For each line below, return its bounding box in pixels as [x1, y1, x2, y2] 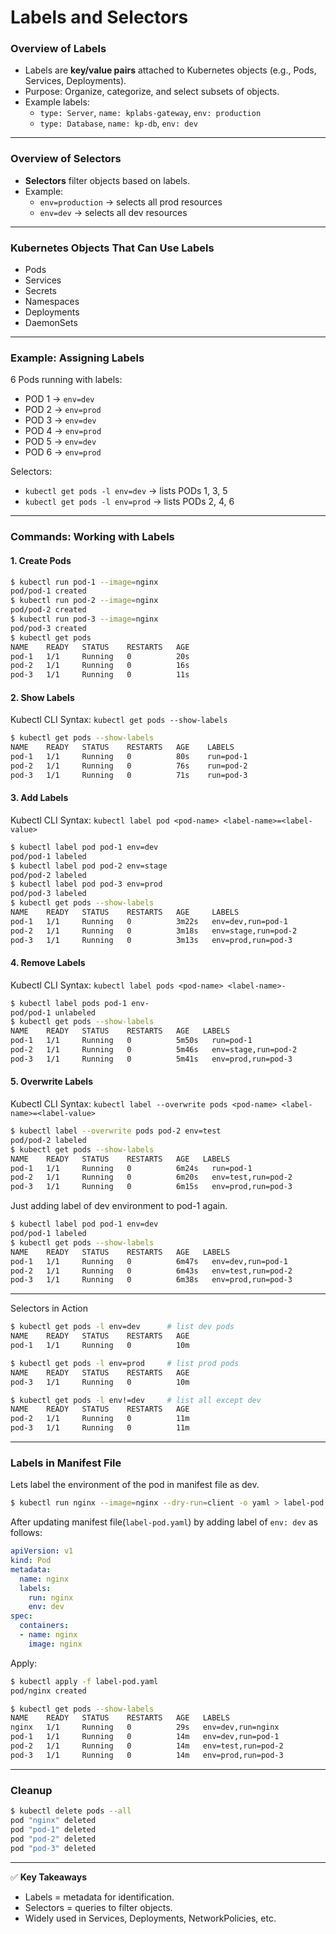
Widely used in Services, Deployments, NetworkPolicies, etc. [24, 1912, 277, 1924]
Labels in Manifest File [10, 1456, 122, 1470]
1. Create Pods [10, 554, 72, 566]
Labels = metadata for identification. [24, 1891, 175, 1903]
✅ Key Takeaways [10, 1871, 88, 1883]
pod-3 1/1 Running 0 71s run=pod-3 [10, 770, 248, 780]
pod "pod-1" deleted [10, 1824, 97, 1835]
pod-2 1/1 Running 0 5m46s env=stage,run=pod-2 [10, 1045, 298, 1055]
